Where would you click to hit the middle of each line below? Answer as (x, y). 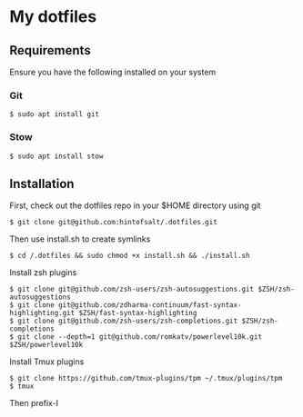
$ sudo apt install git (55, 114)
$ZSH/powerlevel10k (46, 345)
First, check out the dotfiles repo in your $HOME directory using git (135, 205)
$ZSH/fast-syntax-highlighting (138, 313)
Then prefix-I (34, 403)
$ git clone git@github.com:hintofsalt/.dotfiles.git (114, 223)
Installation (42, 184)
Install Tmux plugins (47, 362)
